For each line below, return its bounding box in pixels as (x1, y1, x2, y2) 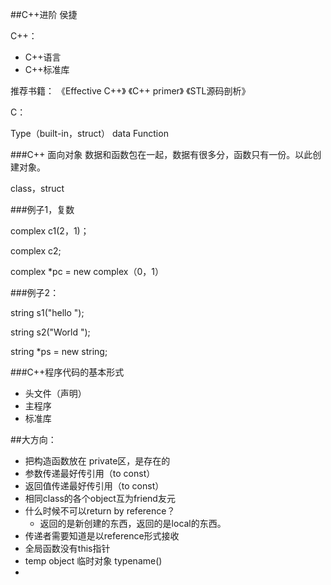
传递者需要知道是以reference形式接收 (24, 530, 180, 542)
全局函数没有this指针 (24, 543, 111, 554)
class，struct (10, 183, 65, 194)
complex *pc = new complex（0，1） (10, 266, 164, 277)
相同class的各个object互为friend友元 (24, 493, 176, 504)
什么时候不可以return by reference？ (24, 505, 176, 517)
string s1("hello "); (10, 307, 85, 318)
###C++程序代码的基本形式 (10, 366, 125, 378)
